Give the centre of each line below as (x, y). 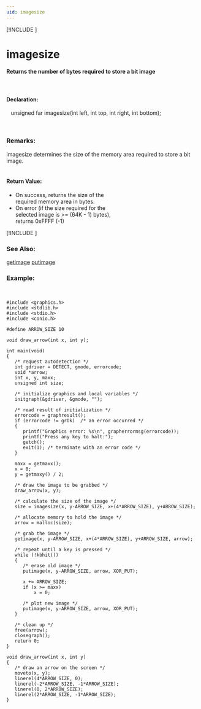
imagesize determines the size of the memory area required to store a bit (98, 154)
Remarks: (21, 141)
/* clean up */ (34, 625)
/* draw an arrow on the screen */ (60, 668)
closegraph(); (32, 636)
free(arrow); (31, 630)
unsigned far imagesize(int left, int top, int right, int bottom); (86, 113)
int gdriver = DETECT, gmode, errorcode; (68, 367)
